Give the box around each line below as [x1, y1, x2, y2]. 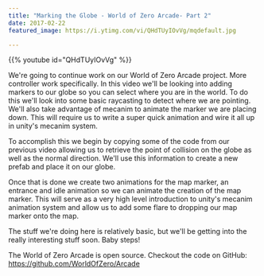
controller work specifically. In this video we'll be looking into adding [8, 79, 233, 88]
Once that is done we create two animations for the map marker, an [8, 177, 229, 187]
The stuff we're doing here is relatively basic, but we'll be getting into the [8, 227, 247, 236]
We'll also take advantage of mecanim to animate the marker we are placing [8, 104, 257, 114]
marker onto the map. [8, 212, 80, 221]
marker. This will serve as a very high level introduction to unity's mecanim [8, 194, 253, 204]
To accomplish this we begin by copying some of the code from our [8, 137, 230, 146]
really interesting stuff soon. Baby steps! [8, 235, 141, 245]
